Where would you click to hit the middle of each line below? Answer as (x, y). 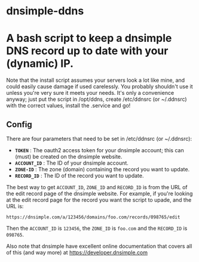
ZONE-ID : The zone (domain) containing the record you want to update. (102, 169)
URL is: (15, 206)
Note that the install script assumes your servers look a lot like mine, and (96, 80)
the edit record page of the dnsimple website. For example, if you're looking (99, 193)
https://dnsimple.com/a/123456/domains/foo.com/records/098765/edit (93, 217)
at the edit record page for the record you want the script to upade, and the (99, 200)
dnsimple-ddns (45, 11)
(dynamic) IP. (40, 64)
